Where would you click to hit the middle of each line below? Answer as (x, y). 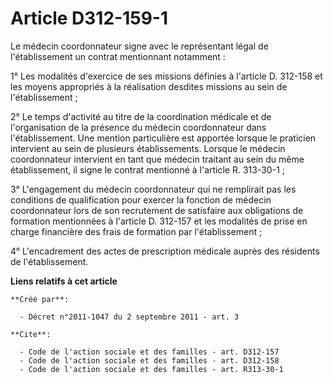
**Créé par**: (40, 299)
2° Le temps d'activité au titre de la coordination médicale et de (141, 116)
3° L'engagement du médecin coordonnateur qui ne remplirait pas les (153, 189)
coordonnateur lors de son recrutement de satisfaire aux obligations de (157, 210)
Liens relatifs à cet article (64, 281)
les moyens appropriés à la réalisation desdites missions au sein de (149, 86)
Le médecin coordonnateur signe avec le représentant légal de (139, 46)
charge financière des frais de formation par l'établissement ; (136, 231)
